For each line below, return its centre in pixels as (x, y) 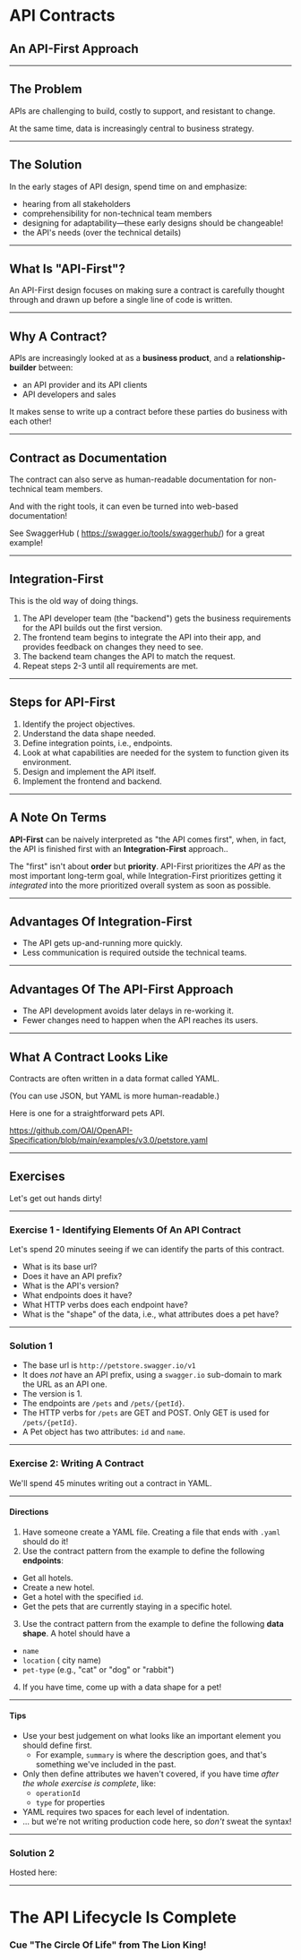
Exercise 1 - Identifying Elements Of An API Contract (125, 1230)
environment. (47, 761)
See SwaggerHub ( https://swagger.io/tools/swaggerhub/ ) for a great (137, 533)
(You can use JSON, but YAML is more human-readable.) (115, 1096)
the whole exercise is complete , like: (89, 1784)
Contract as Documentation (88, 458)
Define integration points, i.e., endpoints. (97, 743)
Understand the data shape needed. (89, 733)
